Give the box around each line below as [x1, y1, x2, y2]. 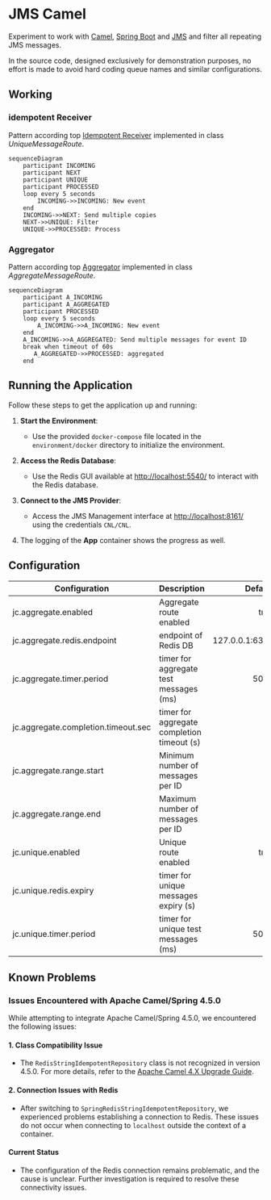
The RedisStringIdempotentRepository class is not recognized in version [19, 1058, 261, 1068]
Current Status [8, 1148, 59, 1157]
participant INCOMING [23, 161, 95, 169]
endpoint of [158, 629, 203, 641]
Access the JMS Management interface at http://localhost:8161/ [31, 511, 244, 521]
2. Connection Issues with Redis [8, 1085, 119, 1095]
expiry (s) [158, 900, 196, 911]
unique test [158, 923, 202, 934]
